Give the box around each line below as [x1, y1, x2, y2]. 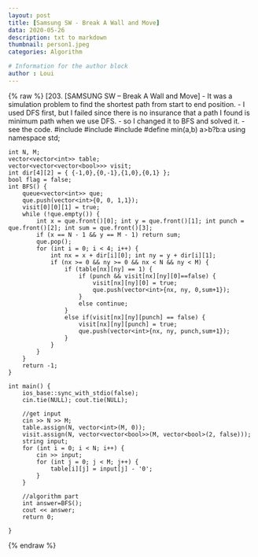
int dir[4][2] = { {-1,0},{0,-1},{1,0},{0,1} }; [8, 168, 171, 177]
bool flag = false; [8, 175, 72, 183]
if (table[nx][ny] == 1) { [64, 265, 153, 273]
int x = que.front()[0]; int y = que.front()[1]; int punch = [36, 217, 245, 225]
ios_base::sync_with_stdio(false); [22, 389, 139, 397]
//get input [22, 410, 61, 418]
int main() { [8, 382, 51, 390]
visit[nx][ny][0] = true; [92, 278, 178, 287]
